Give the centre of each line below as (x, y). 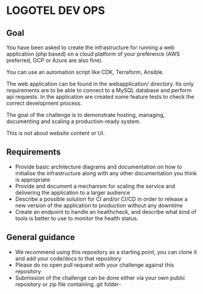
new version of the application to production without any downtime (99, 205)
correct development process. (44, 103)
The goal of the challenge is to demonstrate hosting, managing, (86, 115)
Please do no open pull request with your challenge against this (95, 265)
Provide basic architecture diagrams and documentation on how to (98, 167)
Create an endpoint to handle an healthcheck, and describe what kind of (106, 212)
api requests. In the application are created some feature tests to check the (100, 97)
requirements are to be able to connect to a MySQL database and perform (99, 90)
